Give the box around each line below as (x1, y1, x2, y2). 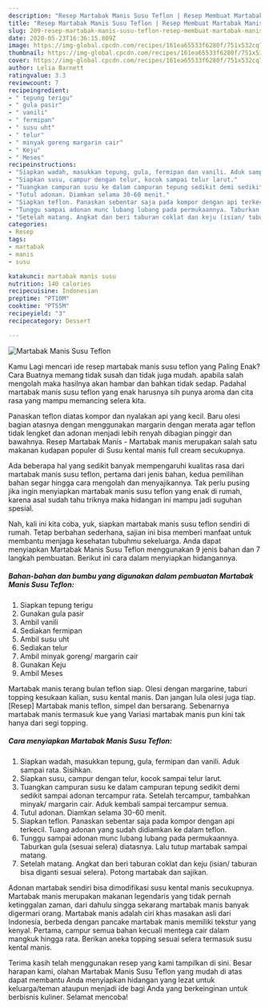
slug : (8, 26, 26, 34)
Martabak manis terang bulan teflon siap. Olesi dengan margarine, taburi (8, 683, 248, 694)
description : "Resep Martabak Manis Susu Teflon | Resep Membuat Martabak (8, 11, 263, 20)
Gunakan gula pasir (19, 609, 85, 618)
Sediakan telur (19, 642, 68, 652)
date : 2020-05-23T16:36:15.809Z (8, 34, 116, 43)
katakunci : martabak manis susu (8, 272, 116, 281)
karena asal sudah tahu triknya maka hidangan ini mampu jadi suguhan (8, 495, 243, 504)
